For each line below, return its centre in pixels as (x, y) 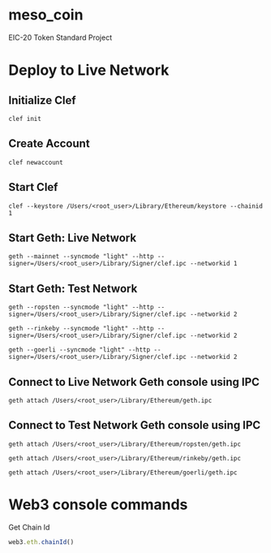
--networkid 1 (213, 264)
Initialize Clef (42, 100)
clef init (25, 119)
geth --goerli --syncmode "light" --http (80, 350)
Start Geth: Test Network (73, 289)
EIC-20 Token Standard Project (60, 37)
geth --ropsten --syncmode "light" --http (81, 307)
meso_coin (46, 15)
